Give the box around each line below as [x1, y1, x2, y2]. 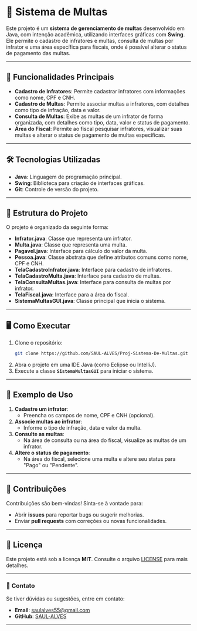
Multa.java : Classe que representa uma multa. [14, 241, 127, 248]
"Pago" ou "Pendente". [23, 461, 79, 468]
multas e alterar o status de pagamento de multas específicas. [14, 131, 166, 139]
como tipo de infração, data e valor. [14, 106, 101, 113]
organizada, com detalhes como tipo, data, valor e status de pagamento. [14, 119, 191, 126]
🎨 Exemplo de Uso [6, 390, 73, 400]
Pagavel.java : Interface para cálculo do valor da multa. [14, 248, 148, 255]
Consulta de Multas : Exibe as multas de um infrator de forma [14, 113, 163, 120]
